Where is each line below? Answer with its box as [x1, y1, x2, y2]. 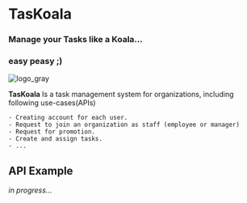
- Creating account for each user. [8, 114, 128, 122]
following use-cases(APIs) [8, 98, 96, 108]
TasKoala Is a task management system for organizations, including [8, 90, 234, 99]
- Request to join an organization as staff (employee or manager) [8, 121, 241, 129]
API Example [8, 163, 73, 178]
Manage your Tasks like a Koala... [8, 34, 143, 45]
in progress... [8, 185, 52, 195]
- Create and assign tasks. [8, 135, 103, 143]
